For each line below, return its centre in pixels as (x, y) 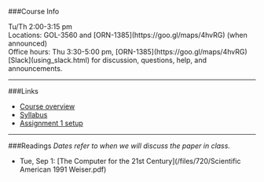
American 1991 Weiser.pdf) (63, 169)
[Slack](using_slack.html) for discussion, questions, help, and (107, 60)
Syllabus (33, 115)
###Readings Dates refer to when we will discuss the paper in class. (119, 146)
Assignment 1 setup (51, 123)
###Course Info (34, 11)
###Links (24, 91)
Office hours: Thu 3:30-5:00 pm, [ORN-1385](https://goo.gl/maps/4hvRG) (128, 52)
